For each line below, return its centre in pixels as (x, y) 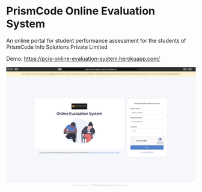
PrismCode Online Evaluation (81, 11)
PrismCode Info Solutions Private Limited (57, 47)
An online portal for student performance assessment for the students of (96, 40)
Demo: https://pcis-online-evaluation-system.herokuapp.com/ (83, 58)
